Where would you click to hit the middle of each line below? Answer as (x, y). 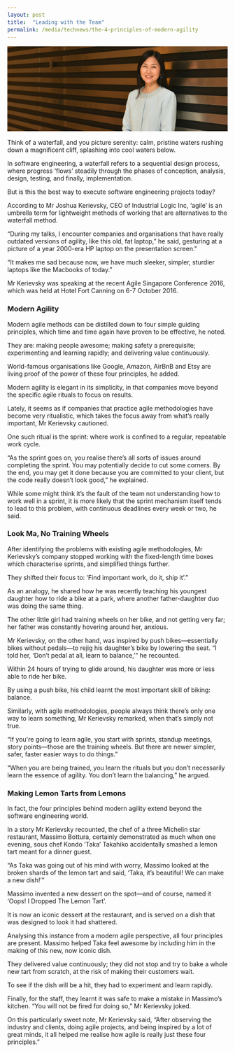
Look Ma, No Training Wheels (58, 534)
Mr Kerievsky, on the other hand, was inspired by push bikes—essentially (113, 640)
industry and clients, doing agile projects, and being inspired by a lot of (109, 1027)
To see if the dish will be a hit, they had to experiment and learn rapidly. (110, 985)
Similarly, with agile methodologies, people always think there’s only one (111, 711)
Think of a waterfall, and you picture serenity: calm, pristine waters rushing (115, 143)
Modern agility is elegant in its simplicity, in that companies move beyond (113, 387)
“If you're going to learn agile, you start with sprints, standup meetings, (110, 739)
